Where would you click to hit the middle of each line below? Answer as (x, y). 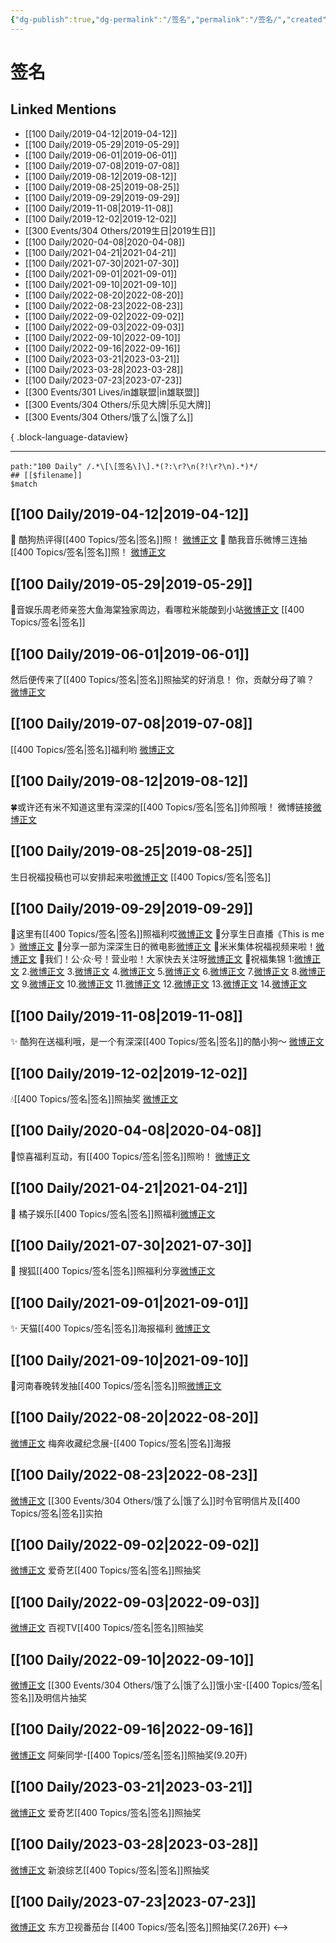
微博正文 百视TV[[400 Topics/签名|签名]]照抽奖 (107, 1628)
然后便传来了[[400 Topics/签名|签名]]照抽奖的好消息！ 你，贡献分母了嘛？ (162, 680)
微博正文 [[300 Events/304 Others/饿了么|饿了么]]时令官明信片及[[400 (155, 1500)
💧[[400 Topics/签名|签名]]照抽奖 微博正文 (94, 1098)
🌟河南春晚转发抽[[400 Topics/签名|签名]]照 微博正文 (116, 1385)
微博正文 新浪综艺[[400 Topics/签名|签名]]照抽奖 (110, 1870)
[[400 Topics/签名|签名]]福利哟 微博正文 (92, 749)
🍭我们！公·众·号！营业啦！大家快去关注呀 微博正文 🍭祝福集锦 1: (166, 959)
